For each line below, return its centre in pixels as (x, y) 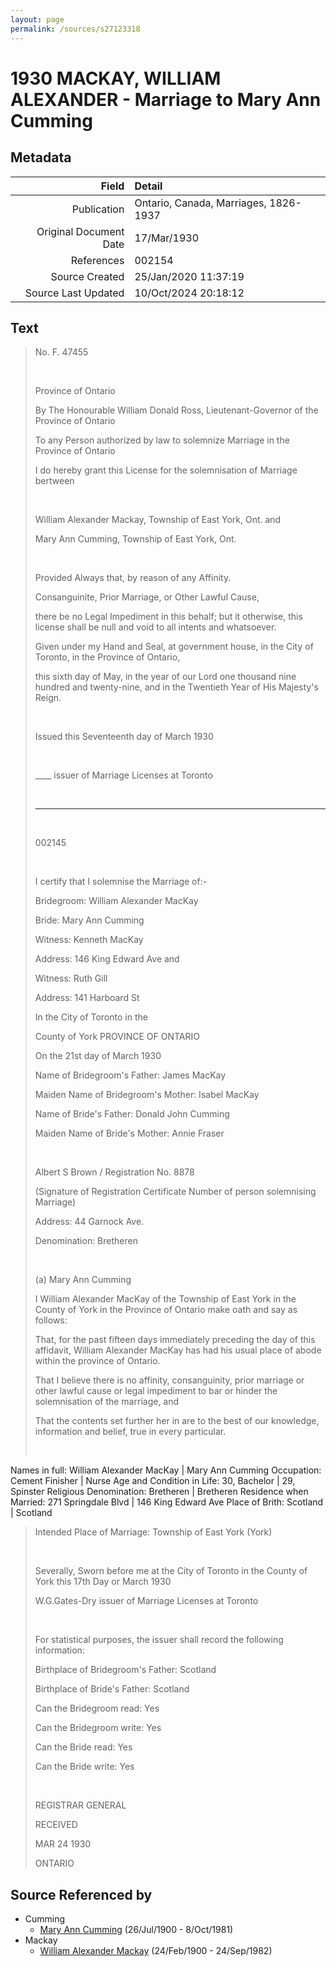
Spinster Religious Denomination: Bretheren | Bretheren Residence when (159, 1492)
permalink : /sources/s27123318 (75, 29)
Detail (148, 186)
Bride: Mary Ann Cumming (89, 920)
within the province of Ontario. (97, 1361)
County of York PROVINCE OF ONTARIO (117, 1037)
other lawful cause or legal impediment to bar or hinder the (156, 1391)
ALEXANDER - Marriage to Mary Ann (166, 99)
